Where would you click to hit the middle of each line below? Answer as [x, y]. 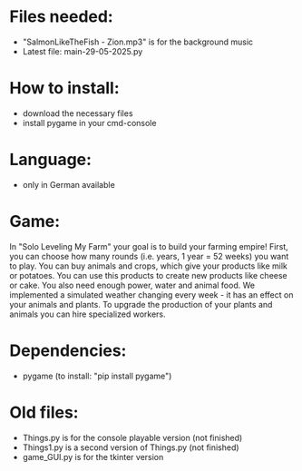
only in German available [68, 184]
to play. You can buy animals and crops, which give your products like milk [148, 266]
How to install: [64, 88]
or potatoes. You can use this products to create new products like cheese [148, 275]
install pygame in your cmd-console [89, 123]
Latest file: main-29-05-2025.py [83, 51]
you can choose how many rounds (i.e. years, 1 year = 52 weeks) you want [149, 256]
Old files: [44, 412]
